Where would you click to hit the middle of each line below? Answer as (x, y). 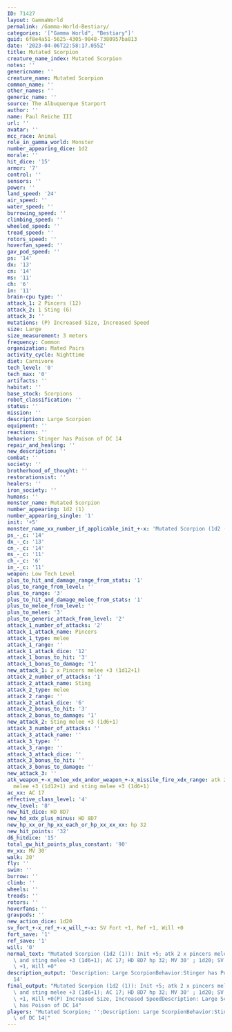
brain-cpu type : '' (35, 297)
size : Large (24, 329)
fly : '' (18, 864)
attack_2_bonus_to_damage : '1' (52, 715)
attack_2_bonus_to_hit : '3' (48, 709)
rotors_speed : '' (32, 239)
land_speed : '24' (32, 194)
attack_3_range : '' (35, 748)
